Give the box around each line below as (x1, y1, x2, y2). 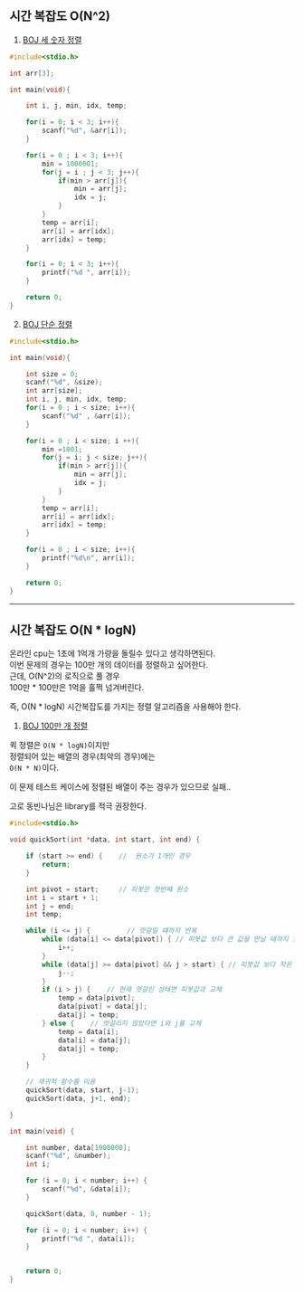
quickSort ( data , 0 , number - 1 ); (25, 1209, 152, 1219)
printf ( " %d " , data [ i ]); (42, 1234, 136, 1243)
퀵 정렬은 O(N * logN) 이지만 (9, 740, 110, 751)
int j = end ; (25, 901, 75, 911)
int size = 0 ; (25, 369, 79, 378)
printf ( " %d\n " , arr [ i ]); (42, 554, 136, 563)
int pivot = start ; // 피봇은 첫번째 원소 (25, 885, 189, 894)
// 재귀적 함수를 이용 (25, 1078, 96, 1087)
